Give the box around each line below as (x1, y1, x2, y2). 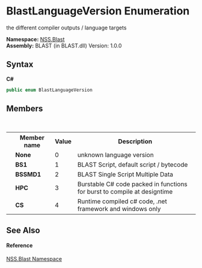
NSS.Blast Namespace (6, 255, 62, 263)
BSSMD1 (15, 170, 41, 179)
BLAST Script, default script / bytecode (77, 161, 188, 169)
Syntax (6, 59, 34, 70)
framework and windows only (77, 205, 161, 213)
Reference (6, 242, 33, 249)
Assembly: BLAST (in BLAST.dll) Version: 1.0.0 (6, 42, 122, 49)
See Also (6, 225, 40, 235)
